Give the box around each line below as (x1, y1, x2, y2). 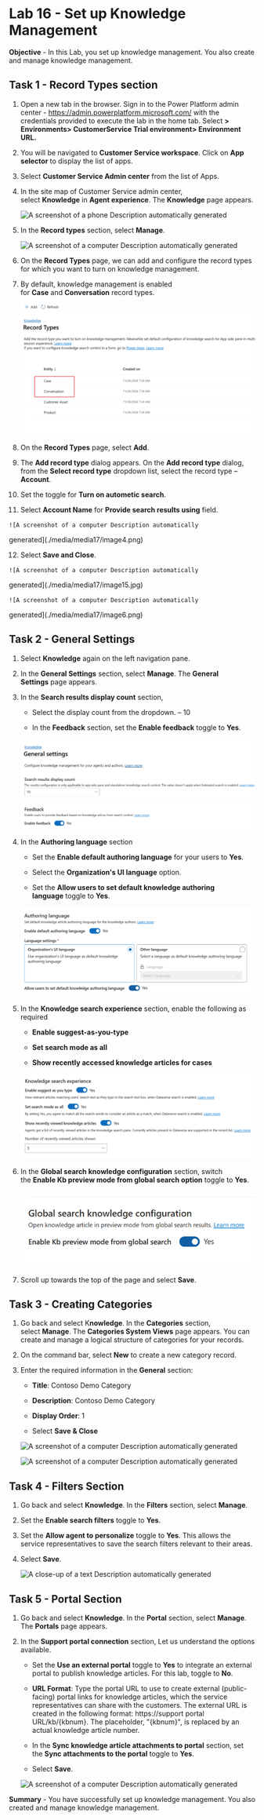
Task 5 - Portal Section (9, 1592, 122, 1606)
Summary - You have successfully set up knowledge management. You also (9, 1795, 256, 1804)
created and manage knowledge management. (9, 1803, 160, 1813)
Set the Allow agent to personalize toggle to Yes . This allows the (20, 1531, 231, 1541)
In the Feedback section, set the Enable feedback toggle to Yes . (31, 723, 241, 732)
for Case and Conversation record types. (20, 287, 155, 297)
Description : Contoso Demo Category (31, 1396, 156, 1406)
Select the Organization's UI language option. (31, 868, 182, 877)
